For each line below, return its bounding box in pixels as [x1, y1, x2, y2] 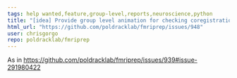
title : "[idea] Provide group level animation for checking [7, 17, 188, 24]
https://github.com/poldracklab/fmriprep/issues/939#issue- [23, 56, 197, 64]
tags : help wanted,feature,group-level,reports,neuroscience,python [7, 10, 213, 18]
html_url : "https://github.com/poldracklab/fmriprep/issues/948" [7, 23, 203, 30]
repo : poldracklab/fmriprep [7, 37, 90, 44]
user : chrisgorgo [7, 30, 59, 37]
